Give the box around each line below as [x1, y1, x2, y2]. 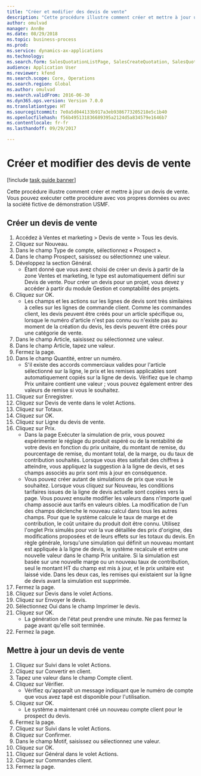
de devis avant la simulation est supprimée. [24, 577, 131, 584]
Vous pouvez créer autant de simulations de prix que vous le [24, 475, 174, 482]
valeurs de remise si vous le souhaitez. [24, 387, 120, 394]
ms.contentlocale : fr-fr [7, 120, 69, 126]
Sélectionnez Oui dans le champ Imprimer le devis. [15, 602, 141, 610]
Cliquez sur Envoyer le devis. [15, 596, 87, 603]
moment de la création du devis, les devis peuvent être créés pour [24, 322, 187, 330]
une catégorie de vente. [24, 329, 84, 336]
